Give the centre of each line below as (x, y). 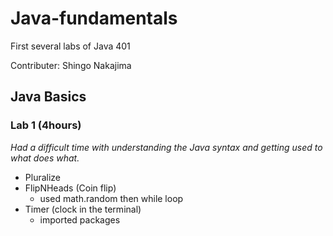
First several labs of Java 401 (70, 46)
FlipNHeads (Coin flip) (70, 188)
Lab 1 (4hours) (46, 125)
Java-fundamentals (94, 18)
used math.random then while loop (111, 198)
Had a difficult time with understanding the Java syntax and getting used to (166, 147)
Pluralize (43, 177)
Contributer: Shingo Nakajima (71, 65)
